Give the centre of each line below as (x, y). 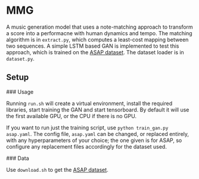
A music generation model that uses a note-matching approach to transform (100, 27)
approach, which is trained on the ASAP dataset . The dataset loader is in (95, 52)
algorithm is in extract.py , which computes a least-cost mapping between (97, 39)
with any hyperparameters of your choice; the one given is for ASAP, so (94, 140)
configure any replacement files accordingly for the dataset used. (86, 146)
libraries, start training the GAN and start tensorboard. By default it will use (98, 109)
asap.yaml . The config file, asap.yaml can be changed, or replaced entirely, (98, 134)
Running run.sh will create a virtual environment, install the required (89, 103)
